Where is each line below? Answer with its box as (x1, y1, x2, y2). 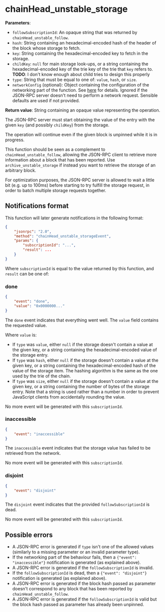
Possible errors (5, 530, 53, 539)
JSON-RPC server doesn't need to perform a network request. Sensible (12, 92, 158, 98)
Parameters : (5, 20, 31, 26)
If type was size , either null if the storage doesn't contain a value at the (12, 378, 159, 384)
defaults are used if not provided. (12, 97, 80, 103)
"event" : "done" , (14, 299, 50, 304)
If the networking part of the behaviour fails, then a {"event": (12, 554, 137, 560)
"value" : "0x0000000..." (14, 303, 65, 308)
